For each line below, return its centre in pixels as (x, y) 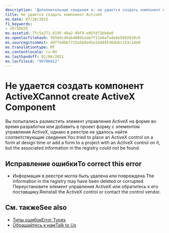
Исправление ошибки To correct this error (73, 164)
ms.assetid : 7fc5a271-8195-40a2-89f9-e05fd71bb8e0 (59, 33)
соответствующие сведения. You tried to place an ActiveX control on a (79, 137)
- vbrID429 (17, 29)
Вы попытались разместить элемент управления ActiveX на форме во (81, 122)
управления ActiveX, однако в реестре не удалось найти (66, 132)
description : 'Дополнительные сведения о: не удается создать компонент (83, 10)
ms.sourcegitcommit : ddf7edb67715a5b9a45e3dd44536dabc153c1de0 (73, 43)
